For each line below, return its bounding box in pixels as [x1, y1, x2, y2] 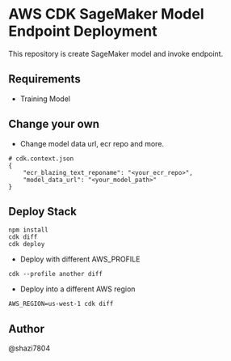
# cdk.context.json [8, 155, 74, 163]
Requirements [8, 72, 81, 86]
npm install [8, 226, 48, 235]
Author [8, 321, 44, 336]
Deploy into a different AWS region [19, 284, 136, 294]
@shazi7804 [8, 343, 51, 353]
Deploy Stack [8, 204, 77, 219]
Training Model [19, 94, 71, 104]
